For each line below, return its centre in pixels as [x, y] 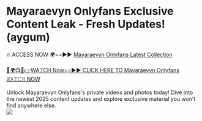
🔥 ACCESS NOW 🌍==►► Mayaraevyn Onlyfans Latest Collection [89, 54]
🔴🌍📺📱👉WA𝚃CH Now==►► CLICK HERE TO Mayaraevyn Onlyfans [93, 70]
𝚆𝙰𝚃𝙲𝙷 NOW [24, 79]
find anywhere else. [31, 105]
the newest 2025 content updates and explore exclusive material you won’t [101, 98]
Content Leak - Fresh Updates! [86, 24]
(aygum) [28, 37]
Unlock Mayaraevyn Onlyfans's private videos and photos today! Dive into [100, 92]
